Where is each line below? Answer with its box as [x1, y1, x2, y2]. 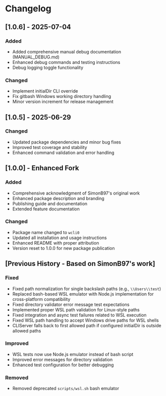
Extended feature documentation [12, 206, 80, 212]
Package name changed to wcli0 [12, 229, 80, 235]
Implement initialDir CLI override [12, 88, 78, 94]
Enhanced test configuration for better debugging [12, 362, 114, 368]
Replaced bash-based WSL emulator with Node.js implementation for [12, 291, 154, 297]
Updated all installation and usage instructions [12, 235, 107, 241]
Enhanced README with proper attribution [12, 240, 99, 246]
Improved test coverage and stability [12, 144, 88, 150]
